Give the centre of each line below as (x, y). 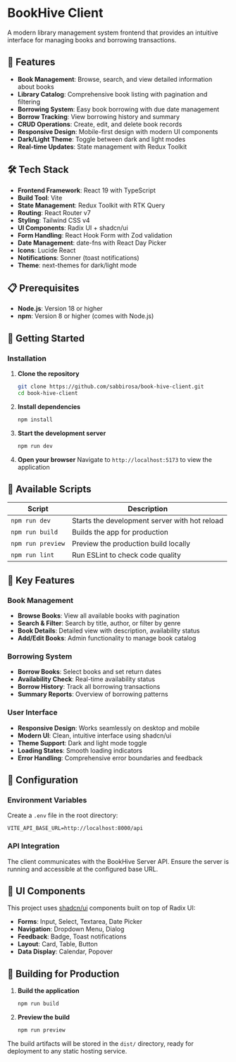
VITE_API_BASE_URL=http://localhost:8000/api (75, 829)
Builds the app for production (120, 532)
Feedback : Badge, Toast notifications (72, 936)
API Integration (33, 846)
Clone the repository (48, 374)
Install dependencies (49, 406)
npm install (35, 420)
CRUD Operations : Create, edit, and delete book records (100, 124)
